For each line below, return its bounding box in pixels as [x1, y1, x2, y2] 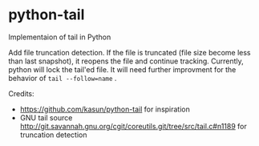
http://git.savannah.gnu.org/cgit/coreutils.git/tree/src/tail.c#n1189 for [19, 121, 247, 131]
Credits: [8, 88, 34, 98]
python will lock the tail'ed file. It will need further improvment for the [8, 64, 237, 74]
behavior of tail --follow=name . [8, 73, 117, 83]
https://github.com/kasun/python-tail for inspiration [19, 104, 191, 114]
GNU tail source [19, 112, 73, 122]
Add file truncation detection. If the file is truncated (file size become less [8, 47, 251, 57]
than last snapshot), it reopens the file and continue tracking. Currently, [8, 56, 245, 66]
